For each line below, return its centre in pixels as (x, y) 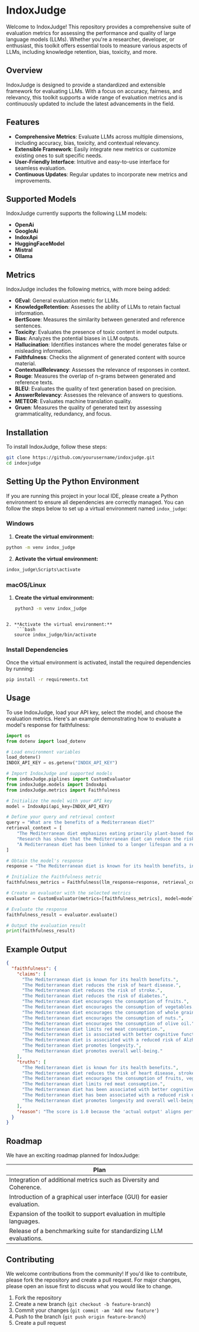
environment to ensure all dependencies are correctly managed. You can (95, 502)
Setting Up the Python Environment (73, 482)
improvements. (33, 181)
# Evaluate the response (37, 909)
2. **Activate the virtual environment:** (59, 624)
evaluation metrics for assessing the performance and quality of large (91, 33)
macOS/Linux (26, 585)
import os (18, 736)
